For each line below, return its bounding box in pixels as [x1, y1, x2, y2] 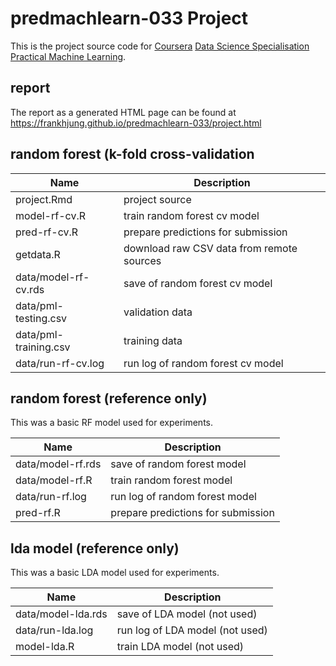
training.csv [15, 340, 71, 354]
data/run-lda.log [15, 623, 94, 637]
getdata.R [15, 247, 61, 261]
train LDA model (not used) [116, 640, 245, 654]
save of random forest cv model [123, 276, 273, 290]
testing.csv [15, 311, 68, 325]
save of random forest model [110, 457, 247, 471]
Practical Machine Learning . [10, 50, 127, 62]
